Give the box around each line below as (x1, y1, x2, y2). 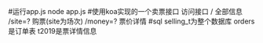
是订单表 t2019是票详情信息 (8, 27, 97, 35)
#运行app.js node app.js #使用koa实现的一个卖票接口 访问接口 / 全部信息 (8, 7, 243, 16)
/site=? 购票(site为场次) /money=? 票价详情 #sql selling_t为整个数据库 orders (8, 16, 255, 26)
